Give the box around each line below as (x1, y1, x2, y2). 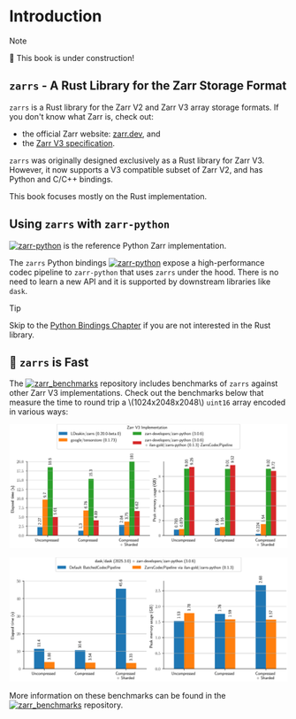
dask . (9, 285, 28, 296)
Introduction (9, 6, 102, 27)
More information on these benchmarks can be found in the (9, 691, 226, 701)
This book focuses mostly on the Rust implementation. (9, 190, 208, 201)
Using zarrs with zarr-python (9, 217, 171, 232)
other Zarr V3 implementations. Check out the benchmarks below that (9, 388, 264, 398)
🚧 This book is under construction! (9, 52, 135, 63)
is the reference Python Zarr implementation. (63, 240, 227, 251)
